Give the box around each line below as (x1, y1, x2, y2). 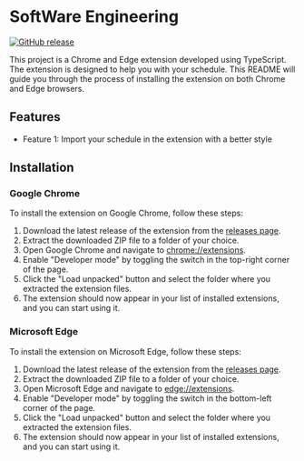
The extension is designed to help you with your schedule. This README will (9, 64, 296, 75)
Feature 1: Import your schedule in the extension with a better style (22, 134, 272, 145)
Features (9, 109, 61, 125)
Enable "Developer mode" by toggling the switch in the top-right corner (22, 255, 290, 266)
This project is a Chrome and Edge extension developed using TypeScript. (9, 54, 288, 65)
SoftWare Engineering (9, 6, 180, 27)
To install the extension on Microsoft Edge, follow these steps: (9, 346, 242, 356)
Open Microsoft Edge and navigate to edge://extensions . (22, 383, 235, 394)
